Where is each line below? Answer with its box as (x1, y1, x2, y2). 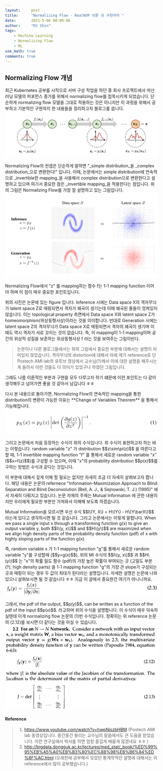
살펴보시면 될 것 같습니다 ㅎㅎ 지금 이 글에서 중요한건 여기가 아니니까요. (17, 576, 153, 582)
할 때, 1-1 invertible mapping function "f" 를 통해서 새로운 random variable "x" (5, 452, 157, 458)
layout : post (5, 8, 40, 13)
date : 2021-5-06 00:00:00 (5, 18, 70, 23)
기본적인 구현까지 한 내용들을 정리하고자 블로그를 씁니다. (17, 106, 125, 112)
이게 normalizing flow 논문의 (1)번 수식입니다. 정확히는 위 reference (17, 613, 148, 619)
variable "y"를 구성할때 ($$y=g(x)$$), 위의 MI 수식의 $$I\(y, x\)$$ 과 (5, 552, 138, 558)
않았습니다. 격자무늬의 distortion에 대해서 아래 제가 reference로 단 (30, 352, 156, 358)
